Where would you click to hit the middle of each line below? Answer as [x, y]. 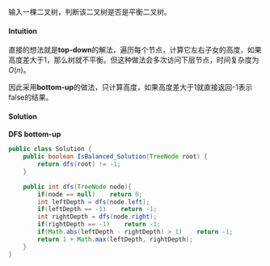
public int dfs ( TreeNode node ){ [77, 187]
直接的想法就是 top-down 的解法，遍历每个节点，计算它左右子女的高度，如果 [135, 50]
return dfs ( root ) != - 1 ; [79, 164]
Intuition [23, 31]
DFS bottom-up [35, 134]
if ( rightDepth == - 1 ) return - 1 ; [99, 225]
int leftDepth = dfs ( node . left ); [94, 202]
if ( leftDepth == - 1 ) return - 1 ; [97, 209]
